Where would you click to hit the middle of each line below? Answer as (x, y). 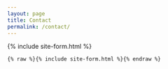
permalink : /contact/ (39, 26)
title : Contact (29, 20)
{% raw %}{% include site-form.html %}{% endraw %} (84, 59)
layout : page (26, 14)
